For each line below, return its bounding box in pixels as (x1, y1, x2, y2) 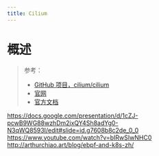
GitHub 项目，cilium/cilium (34, 80, 110, 89)
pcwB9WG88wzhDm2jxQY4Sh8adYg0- (7, 118, 119, 127)
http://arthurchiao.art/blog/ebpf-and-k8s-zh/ (7, 140, 134, 148)
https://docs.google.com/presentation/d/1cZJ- (7, 111, 138, 120)
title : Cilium (7, 10, 48, 17)
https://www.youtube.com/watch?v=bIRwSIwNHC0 (7, 133, 152, 142)
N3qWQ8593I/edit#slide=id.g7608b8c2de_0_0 (7, 126, 139, 134)
